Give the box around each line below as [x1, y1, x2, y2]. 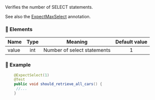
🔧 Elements [5, 25, 33, 32]
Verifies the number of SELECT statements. [5, 4, 93, 10]
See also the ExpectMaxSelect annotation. [5, 14, 91, 19]
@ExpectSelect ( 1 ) [14, 73, 50, 77]
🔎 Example [5, 61, 31, 68]
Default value [115, 39, 148, 46]
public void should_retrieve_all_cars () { [14, 82, 102, 87]
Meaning [66, 39, 88, 46]
